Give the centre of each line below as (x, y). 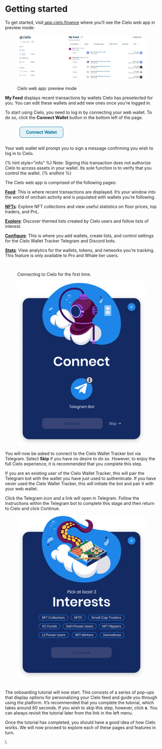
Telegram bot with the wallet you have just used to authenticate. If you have (81, 479)
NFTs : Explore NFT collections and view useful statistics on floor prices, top (81, 207)
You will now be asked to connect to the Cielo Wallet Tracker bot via (73, 453)
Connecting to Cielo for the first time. (54, 274)
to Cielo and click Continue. (32, 508)
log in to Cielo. (19, 154)
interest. (13, 226)
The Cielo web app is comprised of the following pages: (61, 183)
